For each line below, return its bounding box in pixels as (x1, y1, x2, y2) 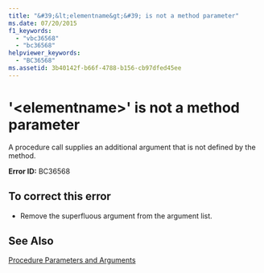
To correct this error (8, 189, 111, 203)
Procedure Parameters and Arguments (8, 255, 136, 265)
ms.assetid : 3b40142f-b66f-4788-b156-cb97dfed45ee (8, 64, 182, 72)
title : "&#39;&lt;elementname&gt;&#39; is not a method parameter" (8, 11, 240, 20)
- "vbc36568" (15, 34, 60, 43)
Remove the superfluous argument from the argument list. (19, 210, 213, 221)
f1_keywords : (8, 26, 52, 35)
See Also (8, 234, 54, 247)
